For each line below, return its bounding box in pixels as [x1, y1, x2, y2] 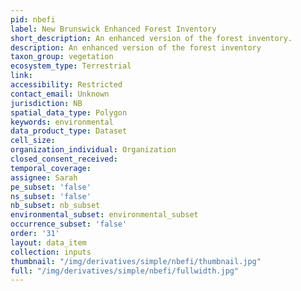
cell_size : [10, 136, 56, 146]
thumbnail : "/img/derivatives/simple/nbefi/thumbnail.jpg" [10, 256, 262, 266]
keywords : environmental [10, 117, 114, 127]
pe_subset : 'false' [10, 182, 92, 192]
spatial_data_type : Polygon [10, 107, 128, 118]
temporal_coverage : [10, 163, 92, 173]
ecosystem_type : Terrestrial [10, 61, 132, 71]
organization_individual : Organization [10, 145, 177, 155]
